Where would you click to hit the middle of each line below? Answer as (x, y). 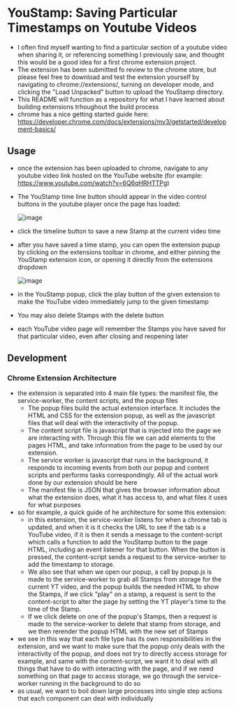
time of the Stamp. (54, 609)
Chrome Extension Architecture (62, 378)
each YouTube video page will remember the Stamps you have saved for (122, 329)
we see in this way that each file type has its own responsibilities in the (119, 639)
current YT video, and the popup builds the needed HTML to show (123, 587)
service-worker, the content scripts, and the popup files (97, 401)
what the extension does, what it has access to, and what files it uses (127, 497)
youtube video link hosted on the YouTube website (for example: (110, 175)
